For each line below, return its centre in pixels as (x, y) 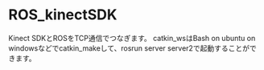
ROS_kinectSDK (63, 15)
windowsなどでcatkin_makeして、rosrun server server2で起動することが (129, 48)
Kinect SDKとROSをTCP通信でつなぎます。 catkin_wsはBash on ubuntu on (132, 38)
